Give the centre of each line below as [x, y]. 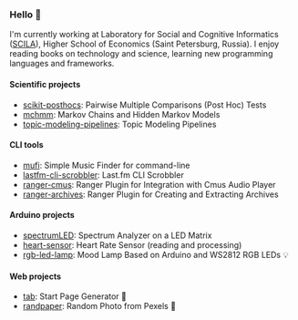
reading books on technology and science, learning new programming [141, 54]
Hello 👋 [26, 15]
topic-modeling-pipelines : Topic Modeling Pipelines [119, 124]
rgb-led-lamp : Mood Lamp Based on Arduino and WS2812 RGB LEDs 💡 [155, 254]
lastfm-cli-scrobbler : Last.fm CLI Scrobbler [103, 175]
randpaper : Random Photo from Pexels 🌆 [99, 306]
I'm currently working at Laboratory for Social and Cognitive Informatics [144, 35]
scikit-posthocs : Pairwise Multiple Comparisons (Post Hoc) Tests [144, 105]
